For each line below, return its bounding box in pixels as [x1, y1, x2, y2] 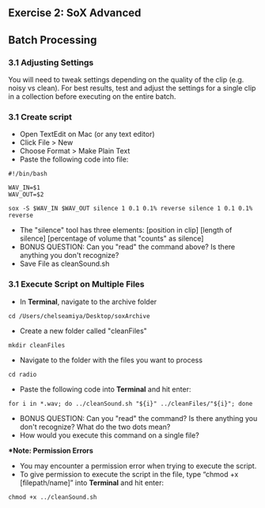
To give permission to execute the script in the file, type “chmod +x [19, 469, 239, 479]
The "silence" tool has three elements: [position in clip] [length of [19, 226, 233, 235]
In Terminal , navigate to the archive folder [19, 297, 157, 306]
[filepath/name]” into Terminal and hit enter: [19, 478, 165, 487]
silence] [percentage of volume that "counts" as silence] [19, 233, 204, 244]
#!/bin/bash [8, 170, 47, 178]
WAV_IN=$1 [8, 184, 41, 192]
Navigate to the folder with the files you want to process [19, 355, 203, 365]
